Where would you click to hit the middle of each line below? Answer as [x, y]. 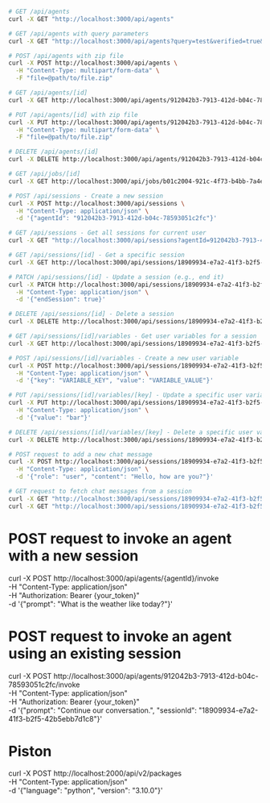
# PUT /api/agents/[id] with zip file [73, 114]
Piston [30, 751]
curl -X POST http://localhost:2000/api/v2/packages [95, 773]
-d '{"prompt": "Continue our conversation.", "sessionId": [102, 710]
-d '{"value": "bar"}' [53, 418]
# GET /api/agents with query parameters [79, 33]
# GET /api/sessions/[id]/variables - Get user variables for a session [133, 336]
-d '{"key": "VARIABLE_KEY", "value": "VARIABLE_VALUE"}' [115, 381]
